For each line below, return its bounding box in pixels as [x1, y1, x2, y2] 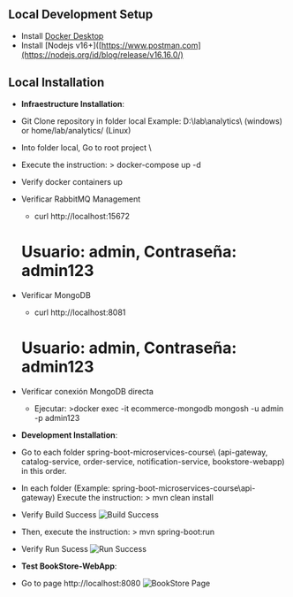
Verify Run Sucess [20, 543, 89, 554]
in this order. [20, 465, 67, 476]
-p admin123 [34, 412, 80, 423]
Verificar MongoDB [20, 289, 92, 300]
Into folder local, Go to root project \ [20, 142, 152, 153]
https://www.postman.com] [101, 40, 201, 50]
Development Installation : [20, 429, 118, 440]
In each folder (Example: [20, 482, 111, 494]
